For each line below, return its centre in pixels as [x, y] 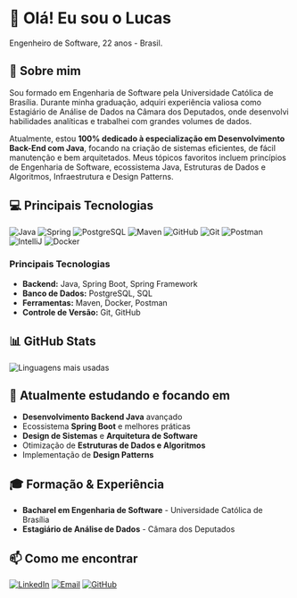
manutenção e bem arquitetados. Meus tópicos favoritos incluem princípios [148, 157]
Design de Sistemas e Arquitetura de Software [110, 436]
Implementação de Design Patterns [88, 455]
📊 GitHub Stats [53, 342]
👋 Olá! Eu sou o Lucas [91, 18]
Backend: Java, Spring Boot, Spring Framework [110, 283]
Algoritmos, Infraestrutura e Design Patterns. [91, 176]
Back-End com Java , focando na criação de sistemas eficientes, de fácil [143, 147]
